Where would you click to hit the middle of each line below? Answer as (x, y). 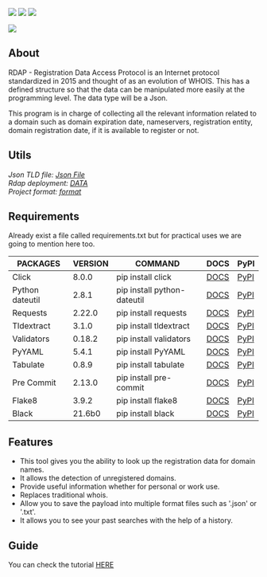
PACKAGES (39, 264)
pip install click (144, 277)
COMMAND (157, 264)
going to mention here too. (52, 244)
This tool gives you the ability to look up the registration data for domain (137, 461)
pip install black (145, 414)
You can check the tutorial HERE (61, 565)
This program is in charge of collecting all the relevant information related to (132, 113)
